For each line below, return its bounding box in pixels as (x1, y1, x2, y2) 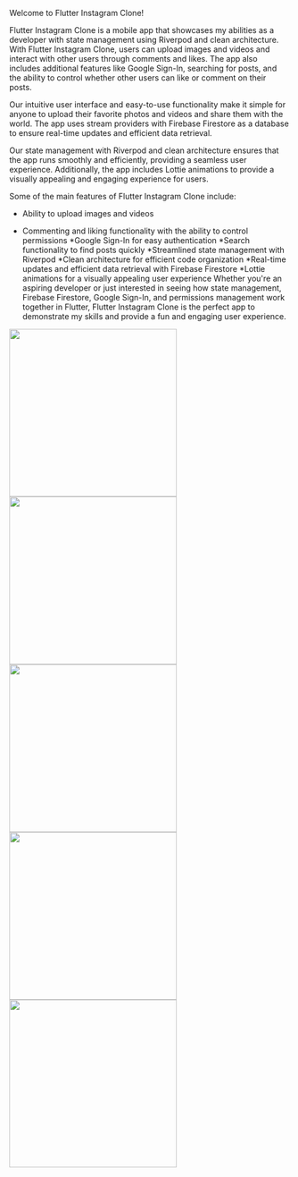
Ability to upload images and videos (21, 208, 154, 218)
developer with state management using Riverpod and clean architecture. (9, 35, 279, 45)
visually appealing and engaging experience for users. (9, 174, 209, 184)
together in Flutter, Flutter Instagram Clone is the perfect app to (21, 301, 256, 312)
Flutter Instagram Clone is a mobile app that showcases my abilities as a (9, 25, 275, 35)
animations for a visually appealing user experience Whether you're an (21, 273, 283, 284)
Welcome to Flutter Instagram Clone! (9, 8, 145, 18)
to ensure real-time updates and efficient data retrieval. (9, 128, 212, 138)
